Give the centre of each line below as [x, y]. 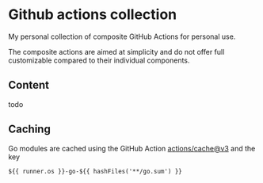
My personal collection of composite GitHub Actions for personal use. [122, 36]
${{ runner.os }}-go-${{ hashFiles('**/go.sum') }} [95, 171]
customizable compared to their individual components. [99, 60]
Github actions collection [92, 15]
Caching [30, 130]
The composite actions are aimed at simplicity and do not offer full [116, 51]
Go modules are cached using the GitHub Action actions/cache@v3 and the [132, 148]
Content [29, 85]
